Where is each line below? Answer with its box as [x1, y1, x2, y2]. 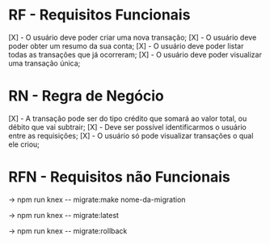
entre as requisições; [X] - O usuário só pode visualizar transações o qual [8, 131, 254, 140]
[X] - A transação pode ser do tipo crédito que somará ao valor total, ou [8, 113, 247, 123]
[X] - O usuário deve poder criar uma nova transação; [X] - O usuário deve [8, 32, 257, 42]
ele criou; [8, 139, 40, 149]
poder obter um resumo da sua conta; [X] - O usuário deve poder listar [8, 41, 244, 50]
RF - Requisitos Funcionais [8, 6, 191, 24]
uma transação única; [8, 58, 81, 68]
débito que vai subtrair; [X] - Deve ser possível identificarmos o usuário [8, 122, 247, 131]
